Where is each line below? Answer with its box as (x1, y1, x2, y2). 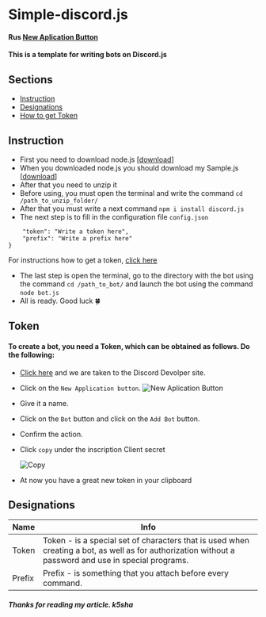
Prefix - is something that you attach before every (42, 568, 230, 579)
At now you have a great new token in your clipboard (19, 475, 192, 485)
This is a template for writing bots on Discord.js (8, 50, 168, 59)
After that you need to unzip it (19, 180, 117, 190)
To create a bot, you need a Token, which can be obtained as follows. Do (8, 342, 251, 351)
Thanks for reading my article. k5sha (8, 600, 133, 610)
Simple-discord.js (8, 6, 129, 24)
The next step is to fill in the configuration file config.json (19, 213, 209, 222)
